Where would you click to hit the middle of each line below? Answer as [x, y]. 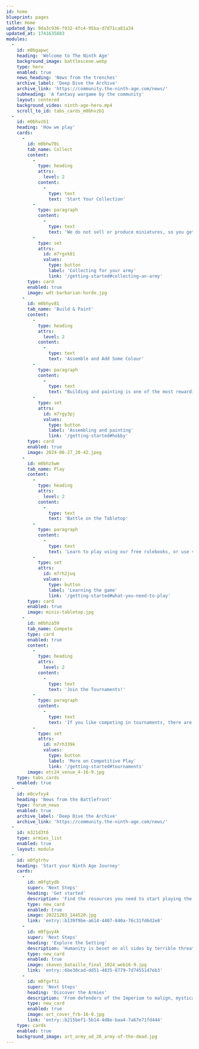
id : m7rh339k [60, 744]
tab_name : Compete [50, 629]
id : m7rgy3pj [60, 414]
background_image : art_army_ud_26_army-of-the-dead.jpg [87, 1037]
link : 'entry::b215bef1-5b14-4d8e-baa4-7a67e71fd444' [95, 1020]
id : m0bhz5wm [44, 463]
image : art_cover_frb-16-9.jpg [66, 1015]
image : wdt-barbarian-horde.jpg [68, 293]
